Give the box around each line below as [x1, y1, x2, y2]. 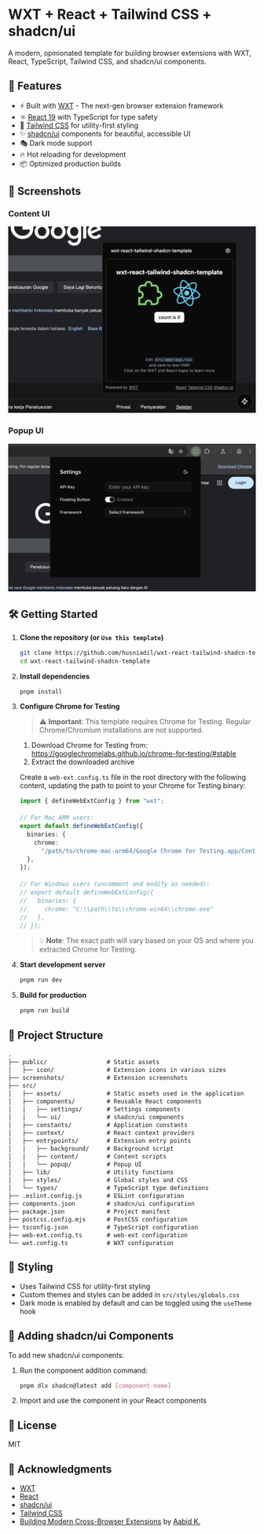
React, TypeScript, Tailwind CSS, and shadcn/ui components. [8, 57, 207, 66]
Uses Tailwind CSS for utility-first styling [19, 1281, 151, 1291]
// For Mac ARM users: [19, 814, 94, 822]
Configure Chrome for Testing [19, 702, 120, 712]
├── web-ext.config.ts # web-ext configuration [8, 1231, 189, 1239]
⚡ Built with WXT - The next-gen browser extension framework [19, 101, 224, 110]
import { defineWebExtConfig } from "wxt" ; [19, 797, 165, 805]
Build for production [19, 990, 87, 1000]
